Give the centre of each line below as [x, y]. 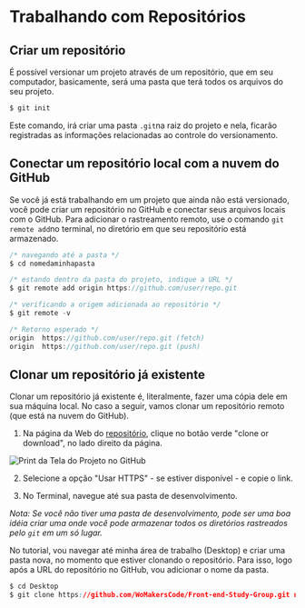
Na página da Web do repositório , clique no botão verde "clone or [146, 434]
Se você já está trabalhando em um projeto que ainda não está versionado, [150, 199]
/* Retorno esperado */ [54, 329]
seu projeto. [32, 91]
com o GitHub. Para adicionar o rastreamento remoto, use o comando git [147, 219]
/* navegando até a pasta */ [64, 255]
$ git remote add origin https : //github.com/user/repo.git [123, 288]
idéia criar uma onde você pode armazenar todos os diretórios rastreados [149, 523]
